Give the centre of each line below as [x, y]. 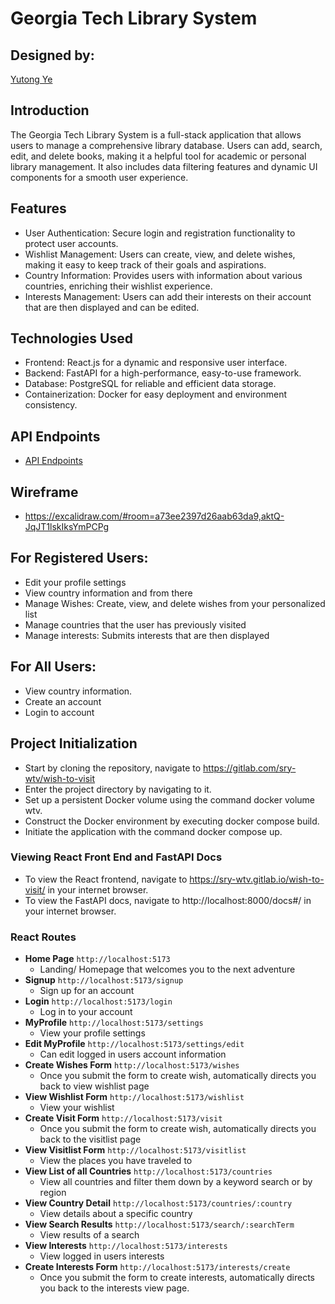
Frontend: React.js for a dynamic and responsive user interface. [156, 363]
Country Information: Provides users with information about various [163, 275]
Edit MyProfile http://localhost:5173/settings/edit [134, 1044]
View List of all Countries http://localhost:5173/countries [148, 1171]
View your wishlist [77, 1108]
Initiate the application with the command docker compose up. [153, 831]
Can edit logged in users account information [133, 1054]
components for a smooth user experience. [99, 177]
